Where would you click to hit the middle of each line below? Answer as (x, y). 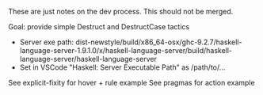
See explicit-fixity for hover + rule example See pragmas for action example (131, 83)
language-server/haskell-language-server (88, 59)
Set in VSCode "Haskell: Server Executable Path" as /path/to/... (122, 67)
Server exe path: (47, 42)
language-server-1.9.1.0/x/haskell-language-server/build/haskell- (126, 50)
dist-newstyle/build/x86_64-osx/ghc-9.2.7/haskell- (159, 42)
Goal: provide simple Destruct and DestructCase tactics (99, 27)
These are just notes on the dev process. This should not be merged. (121, 11)
